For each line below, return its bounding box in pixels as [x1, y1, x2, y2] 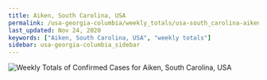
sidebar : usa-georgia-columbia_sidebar [8, 41, 141, 49]
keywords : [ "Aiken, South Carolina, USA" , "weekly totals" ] [8, 33, 212, 42]
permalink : [8, 19, 44, 27]
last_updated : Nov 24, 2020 [8, 26, 102, 34]
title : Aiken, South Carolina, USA [8, 11, 126, 20]
